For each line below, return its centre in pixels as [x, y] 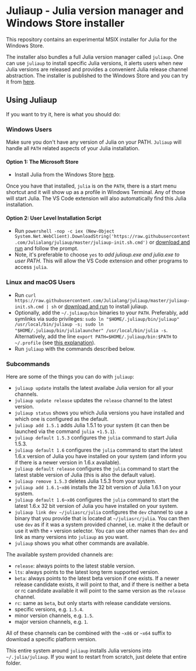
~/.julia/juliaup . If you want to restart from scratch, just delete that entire [96, 657]
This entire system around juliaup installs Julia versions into [79, 651]
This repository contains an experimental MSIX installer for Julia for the [92, 39]
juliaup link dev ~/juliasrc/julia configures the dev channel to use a [101, 512]
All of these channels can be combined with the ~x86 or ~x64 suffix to [89, 633]
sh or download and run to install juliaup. [100, 306]
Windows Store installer [65, 23]
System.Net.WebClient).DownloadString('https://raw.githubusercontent [102, 237]
